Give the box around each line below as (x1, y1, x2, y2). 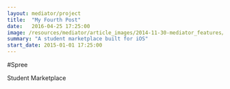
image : (7, 29, 26, 36)
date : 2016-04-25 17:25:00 (7, 23, 90, 29)
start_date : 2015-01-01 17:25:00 (7, 42, 103, 49)
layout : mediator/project (7, 10, 81, 17)
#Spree (7, 61, 28, 68)
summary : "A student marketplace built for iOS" (7, 36, 149, 42)
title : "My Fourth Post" (7, 16, 81, 23)
